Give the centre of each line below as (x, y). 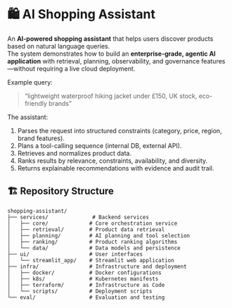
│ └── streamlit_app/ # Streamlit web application (91, 260)
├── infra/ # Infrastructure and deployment (97, 266)
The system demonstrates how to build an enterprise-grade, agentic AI (111, 54)
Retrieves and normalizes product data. (75, 153)
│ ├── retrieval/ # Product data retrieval (86, 229)
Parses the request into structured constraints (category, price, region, (120, 130)
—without (21, 68)
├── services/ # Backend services (78, 217)
